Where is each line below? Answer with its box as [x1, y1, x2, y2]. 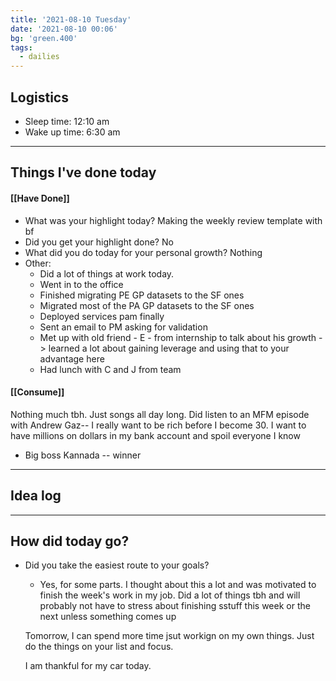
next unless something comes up [39, 611, 177, 623]
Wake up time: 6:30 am [24, 126, 121, 138]
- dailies [19, 52, 60, 62]
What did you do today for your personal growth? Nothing [24, 246, 263, 258]
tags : [10, 42, 33, 53]
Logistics [10, 89, 69, 106]
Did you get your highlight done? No [24, 236, 174, 248]
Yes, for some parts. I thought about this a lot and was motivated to [39, 579, 317, 591]
